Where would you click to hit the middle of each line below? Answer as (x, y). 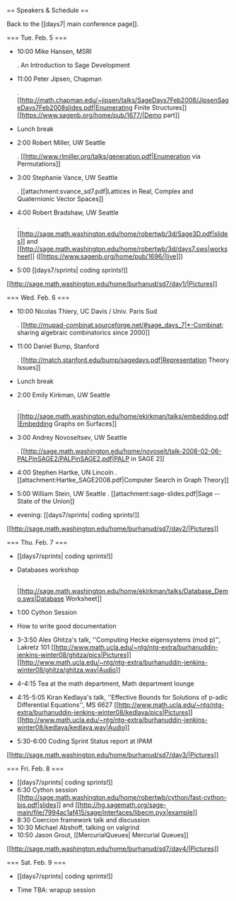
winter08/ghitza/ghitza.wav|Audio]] (69, 670)
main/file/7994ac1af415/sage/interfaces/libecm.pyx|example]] (107, 812)
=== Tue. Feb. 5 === (37, 38)
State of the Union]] (46, 501)
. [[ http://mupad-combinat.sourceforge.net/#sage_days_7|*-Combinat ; (120, 325)
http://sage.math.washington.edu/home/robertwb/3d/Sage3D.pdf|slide (125, 234)
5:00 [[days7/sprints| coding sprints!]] (72, 270)
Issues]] (29, 367)
